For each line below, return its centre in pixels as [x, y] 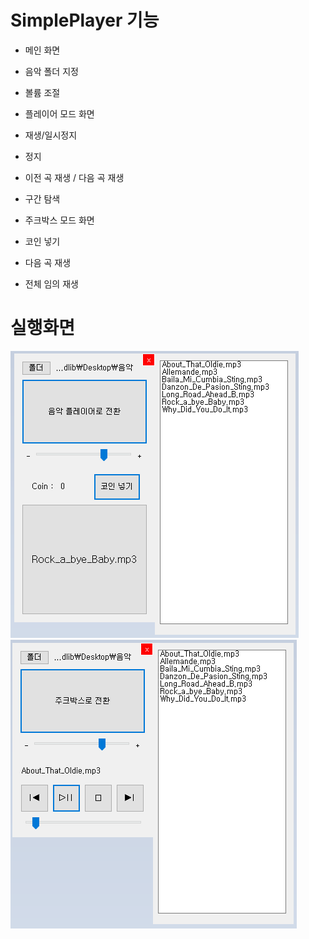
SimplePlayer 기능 [85, 20]
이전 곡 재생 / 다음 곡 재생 [74, 177]
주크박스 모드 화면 [59, 220]
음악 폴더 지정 [51, 71]
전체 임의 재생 [51, 283]
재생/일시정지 [51, 135]
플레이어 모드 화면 [59, 113]
